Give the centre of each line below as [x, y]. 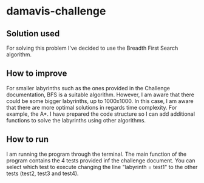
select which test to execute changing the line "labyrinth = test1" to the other [102, 167]
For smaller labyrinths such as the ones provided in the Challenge [88, 88]
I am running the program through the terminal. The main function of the [97, 154]
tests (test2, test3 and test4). [42, 173]
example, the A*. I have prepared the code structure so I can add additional [101, 114]
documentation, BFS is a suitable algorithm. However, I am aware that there [100, 95]
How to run [28, 140]
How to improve [37, 74]
